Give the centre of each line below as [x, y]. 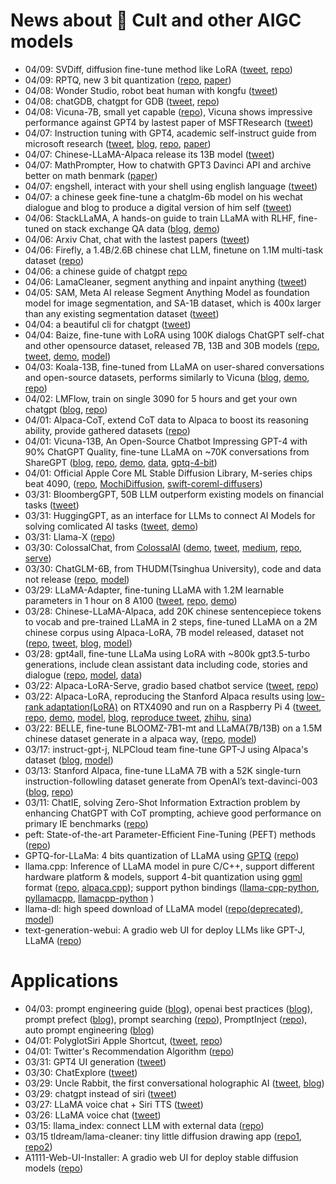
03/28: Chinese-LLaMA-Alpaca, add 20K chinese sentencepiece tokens [173, 611]
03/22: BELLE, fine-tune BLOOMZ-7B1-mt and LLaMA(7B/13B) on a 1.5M [173, 728]
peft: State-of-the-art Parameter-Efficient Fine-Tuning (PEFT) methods [170, 834]
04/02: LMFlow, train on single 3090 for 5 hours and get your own [161, 398]
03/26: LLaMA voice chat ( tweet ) [93, 1115]
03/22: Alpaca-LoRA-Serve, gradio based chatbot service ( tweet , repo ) [172, 685]
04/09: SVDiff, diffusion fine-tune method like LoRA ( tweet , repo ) [158, 69]
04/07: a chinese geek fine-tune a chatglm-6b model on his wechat [163, 196]
